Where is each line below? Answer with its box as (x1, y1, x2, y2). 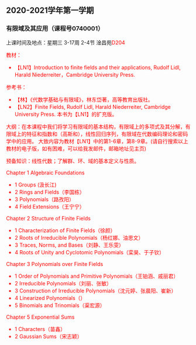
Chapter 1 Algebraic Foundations (6, 169, 85, 176)
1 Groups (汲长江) (14, 181, 57, 188)
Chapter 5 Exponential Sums (6, 313, 75, 320)
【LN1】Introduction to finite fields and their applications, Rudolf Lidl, (14, 64, 181, 71)
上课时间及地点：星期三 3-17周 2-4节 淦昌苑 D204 (6, 39, 126, 46)
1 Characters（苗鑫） (14, 325, 66, 332)
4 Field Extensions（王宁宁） (14, 203, 85, 210)
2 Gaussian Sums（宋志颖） (14, 333, 83, 340)
